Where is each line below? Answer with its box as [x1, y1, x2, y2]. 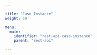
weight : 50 [5, 16, 27, 21]
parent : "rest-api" [14, 38, 54, 43]
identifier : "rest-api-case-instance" [14, 34, 93, 39]
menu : [5, 25, 16, 30]
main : [9, 29, 21, 34]
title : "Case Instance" [5, 11, 54, 16]
